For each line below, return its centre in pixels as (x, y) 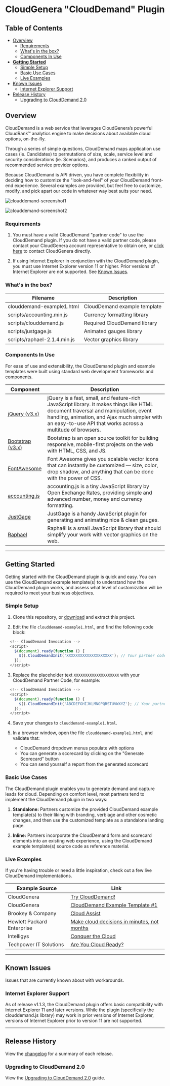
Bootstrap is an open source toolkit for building (103, 438)
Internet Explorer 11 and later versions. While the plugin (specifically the (80, 1010)
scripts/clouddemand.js (36, 323)
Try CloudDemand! (93, 897)
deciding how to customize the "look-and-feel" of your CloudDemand (78, 180)
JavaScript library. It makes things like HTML (100, 404)
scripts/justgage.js (30, 331)
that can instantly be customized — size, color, (103, 465)
